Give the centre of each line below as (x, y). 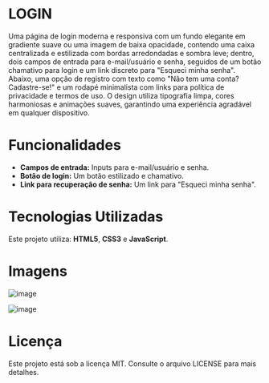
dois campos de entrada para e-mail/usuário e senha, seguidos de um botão (135, 62)
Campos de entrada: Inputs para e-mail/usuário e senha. (114, 167)
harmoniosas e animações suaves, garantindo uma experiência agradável (130, 104)
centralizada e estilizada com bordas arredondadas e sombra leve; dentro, (131, 53)
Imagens (38, 271)
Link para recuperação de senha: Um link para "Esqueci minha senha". (138, 184)
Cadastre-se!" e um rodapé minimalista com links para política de (116, 87)
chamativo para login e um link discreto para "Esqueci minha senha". (122, 70)
